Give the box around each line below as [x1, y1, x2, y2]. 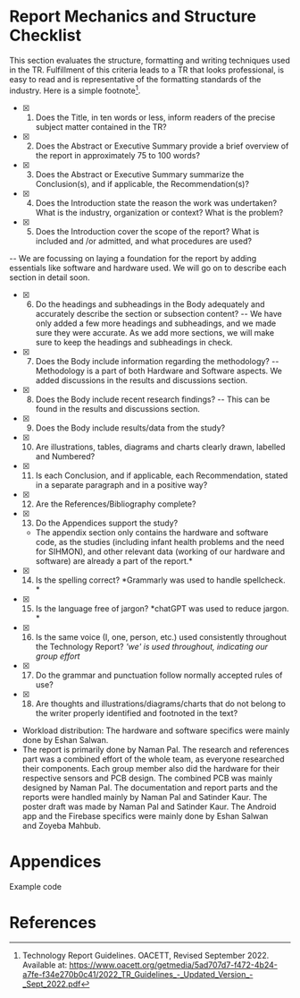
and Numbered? [35, 450, 96, 462]
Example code [9, 881, 62, 891]
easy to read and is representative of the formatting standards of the [9, 73, 262, 84]
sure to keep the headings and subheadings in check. [35, 337, 234, 347]
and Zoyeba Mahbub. [21, 820, 101, 831]
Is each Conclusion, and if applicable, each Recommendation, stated [35, 470, 288, 481]
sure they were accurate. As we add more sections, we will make [35, 327, 275, 337]
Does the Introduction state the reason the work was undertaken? [35, 197, 278, 208]
